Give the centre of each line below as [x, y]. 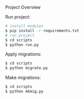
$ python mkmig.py [24, 91]
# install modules [24, 26]
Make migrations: [23, 77]
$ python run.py [22, 44]
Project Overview [23, 7]
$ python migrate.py [27, 68]
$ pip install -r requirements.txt [42, 30]
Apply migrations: [23, 54]
